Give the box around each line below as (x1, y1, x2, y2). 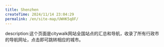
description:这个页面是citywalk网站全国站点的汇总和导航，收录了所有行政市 (5, 31, 160, 37)
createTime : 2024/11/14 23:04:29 (5, 12, 74, 17)
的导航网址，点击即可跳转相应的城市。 (5, 37, 83, 43)
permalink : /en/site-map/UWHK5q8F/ (5, 16, 79, 21)
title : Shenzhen (5, 7, 39, 12)
